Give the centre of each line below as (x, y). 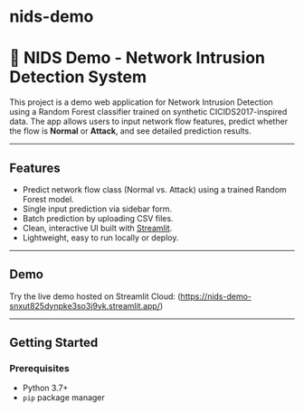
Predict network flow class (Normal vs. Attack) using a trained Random (154, 189)
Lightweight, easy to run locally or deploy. (100, 238)
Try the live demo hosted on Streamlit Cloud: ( (95, 296)
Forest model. (48, 199)
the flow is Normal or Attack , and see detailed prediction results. (130, 131)
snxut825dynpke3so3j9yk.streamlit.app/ (85, 305)
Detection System (78, 77)
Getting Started (54, 343)
